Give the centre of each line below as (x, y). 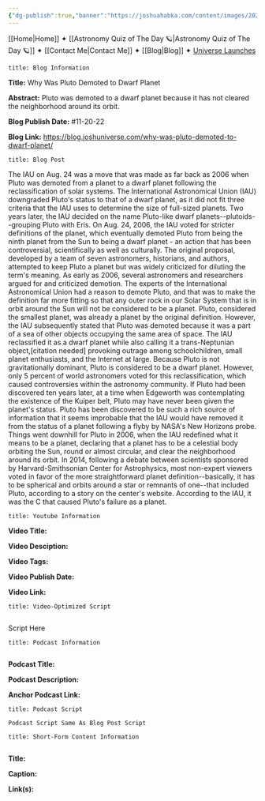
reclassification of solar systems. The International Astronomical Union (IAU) (132, 191)
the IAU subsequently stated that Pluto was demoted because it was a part (129, 325)
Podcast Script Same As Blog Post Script (77, 723)
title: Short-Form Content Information (74, 737)
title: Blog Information (49, 68)
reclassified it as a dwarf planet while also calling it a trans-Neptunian (121, 342)
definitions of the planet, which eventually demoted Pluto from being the (125, 233)
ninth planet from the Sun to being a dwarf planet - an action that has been (130, 241)
